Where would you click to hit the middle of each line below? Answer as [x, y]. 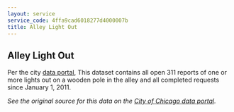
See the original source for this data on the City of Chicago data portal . [112, 101]
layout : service [31, 14]
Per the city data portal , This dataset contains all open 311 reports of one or [117, 73]
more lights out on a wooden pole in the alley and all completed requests [113, 80]
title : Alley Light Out [43, 27]
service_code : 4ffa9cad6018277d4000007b [68, 20]
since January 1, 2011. [39, 87]
